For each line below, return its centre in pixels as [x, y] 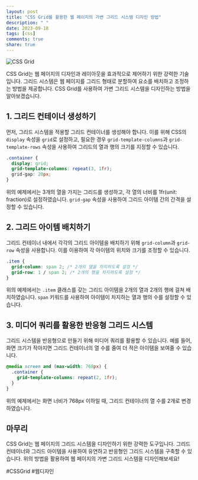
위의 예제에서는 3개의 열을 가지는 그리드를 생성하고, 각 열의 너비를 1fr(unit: [92, 192]
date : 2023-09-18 [27, 28]
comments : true [25, 39]
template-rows [24, 147]
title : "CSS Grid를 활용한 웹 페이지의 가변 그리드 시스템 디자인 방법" [84, 17]
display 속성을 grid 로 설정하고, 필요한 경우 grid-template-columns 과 [87, 139]
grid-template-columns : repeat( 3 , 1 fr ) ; [62, 169]
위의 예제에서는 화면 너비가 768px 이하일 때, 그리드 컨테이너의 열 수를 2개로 [93, 401]
